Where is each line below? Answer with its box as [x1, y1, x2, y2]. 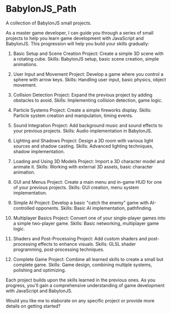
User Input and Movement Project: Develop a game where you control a [13, 71, 163, 77]
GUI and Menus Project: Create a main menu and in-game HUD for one [13, 179, 162, 185]
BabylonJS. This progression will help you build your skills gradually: [6, 40, 150, 46]
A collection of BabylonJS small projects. [6, 20, 92, 26]
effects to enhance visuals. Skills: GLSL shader [38, 241, 136, 247]
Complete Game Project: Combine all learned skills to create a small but [13, 256, 163, 262]
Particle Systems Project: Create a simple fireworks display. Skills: [13, 107, 152, 113]
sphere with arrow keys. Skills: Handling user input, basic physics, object [13, 76, 166, 82]
